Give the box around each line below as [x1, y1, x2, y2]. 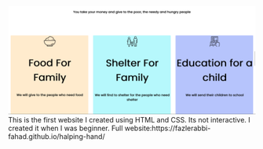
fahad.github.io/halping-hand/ [8, 131, 105, 141]
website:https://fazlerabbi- [124, 123, 211, 133]
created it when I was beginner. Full [8, 123, 123, 133]
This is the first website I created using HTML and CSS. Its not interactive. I [8, 115, 251, 124]
